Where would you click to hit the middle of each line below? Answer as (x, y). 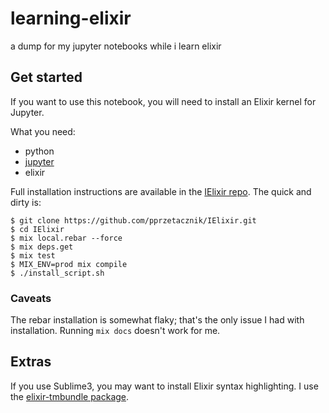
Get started (46, 77)
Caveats (31, 298)
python (39, 151)
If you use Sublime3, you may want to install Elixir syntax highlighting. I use (164, 386)
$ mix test (33, 255)
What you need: (43, 131)
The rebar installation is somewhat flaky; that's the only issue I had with (157, 320)
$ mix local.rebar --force (66, 238)
